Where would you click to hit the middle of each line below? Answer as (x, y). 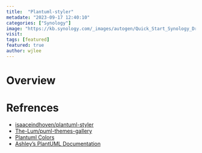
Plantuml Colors (35, 137)
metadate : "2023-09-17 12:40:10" (48, 17)
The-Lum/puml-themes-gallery (54, 131)
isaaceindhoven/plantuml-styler (54, 124)
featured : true (25, 46)
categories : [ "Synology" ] (38, 23)
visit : (14, 34)
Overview (31, 80)
